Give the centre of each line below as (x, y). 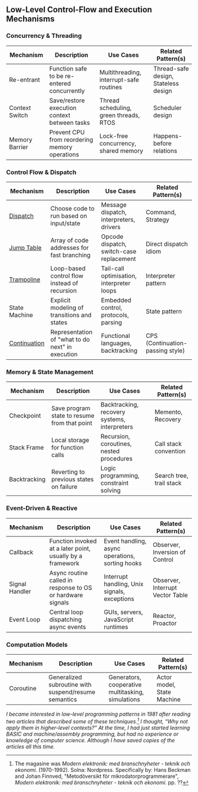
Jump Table (25, 247)
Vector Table (171, 595)
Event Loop (25, 619)
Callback (21, 552)
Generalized (65, 677)
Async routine (69, 572)
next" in (61, 347)
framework (64, 563)
